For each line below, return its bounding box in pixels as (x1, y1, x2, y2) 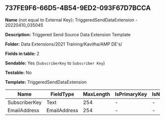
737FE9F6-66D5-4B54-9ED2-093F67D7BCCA (5, 4, 151, 12)
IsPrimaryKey (114, 91, 147, 97)
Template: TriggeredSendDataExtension (5, 79, 87, 85)
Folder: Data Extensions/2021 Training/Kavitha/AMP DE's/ (5, 41, 123, 47)
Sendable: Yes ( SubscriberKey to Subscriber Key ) (5, 60, 105, 66)
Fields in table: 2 (5, 50, 40, 56)
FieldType (50, 91, 75, 97)
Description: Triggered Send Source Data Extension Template (5, 31, 131, 37)
